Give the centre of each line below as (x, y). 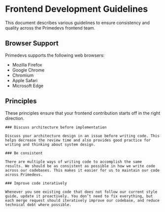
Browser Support (32, 44)
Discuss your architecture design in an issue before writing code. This (82, 136)
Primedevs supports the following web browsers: (55, 55)
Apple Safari (25, 80)
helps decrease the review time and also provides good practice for (78, 140)
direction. (15, 118)
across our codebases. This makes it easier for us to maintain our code (82, 170)
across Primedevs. (24, 175)
